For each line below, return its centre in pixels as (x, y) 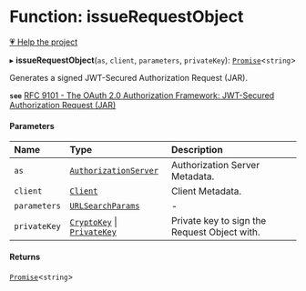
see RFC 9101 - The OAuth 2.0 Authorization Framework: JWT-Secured (142, 95)
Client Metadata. (207, 191)
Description (197, 150)
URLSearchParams (105, 206)
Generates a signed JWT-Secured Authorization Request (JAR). (129, 77)
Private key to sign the (219, 221)
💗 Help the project (44, 42)
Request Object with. (216, 232)
